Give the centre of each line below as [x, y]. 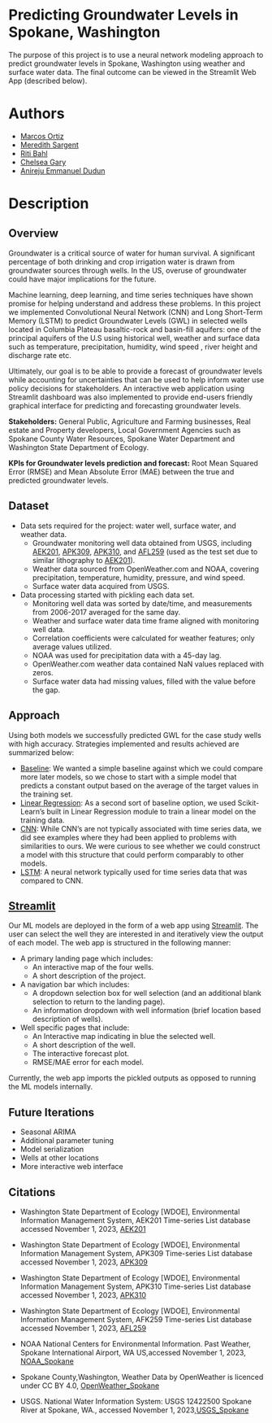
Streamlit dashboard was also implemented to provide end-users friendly [131, 397]
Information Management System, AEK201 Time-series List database [135, 1220]
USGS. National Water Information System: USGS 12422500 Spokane [136, 1401]
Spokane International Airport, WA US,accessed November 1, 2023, [133, 1352]
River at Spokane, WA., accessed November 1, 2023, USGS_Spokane [134, 1410]
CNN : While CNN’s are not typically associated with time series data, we [141, 828]
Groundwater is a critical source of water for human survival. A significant [132, 253]
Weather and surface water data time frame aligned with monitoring [146, 621]
